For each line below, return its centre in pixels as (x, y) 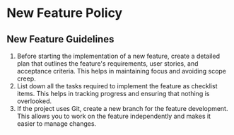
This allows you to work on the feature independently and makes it (114, 116)
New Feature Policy (65, 13)
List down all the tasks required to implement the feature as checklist (117, 86)
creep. (26, 78)
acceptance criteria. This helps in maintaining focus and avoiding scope (122, 71)
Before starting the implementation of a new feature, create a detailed (118, 56)
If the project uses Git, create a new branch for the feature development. (122, 108)
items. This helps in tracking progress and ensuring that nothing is (113, 94)
